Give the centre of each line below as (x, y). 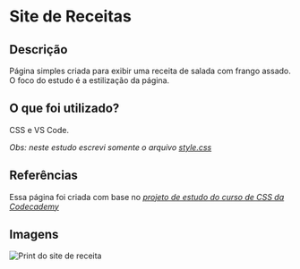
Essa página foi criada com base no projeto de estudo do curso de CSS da (147, 197)
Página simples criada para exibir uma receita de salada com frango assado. (150, 71)
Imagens (34, 235)
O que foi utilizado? (64, 109)
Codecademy (34, 206)
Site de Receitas (70, 17)
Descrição (39, 50)
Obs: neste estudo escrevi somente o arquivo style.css (111, 147)
